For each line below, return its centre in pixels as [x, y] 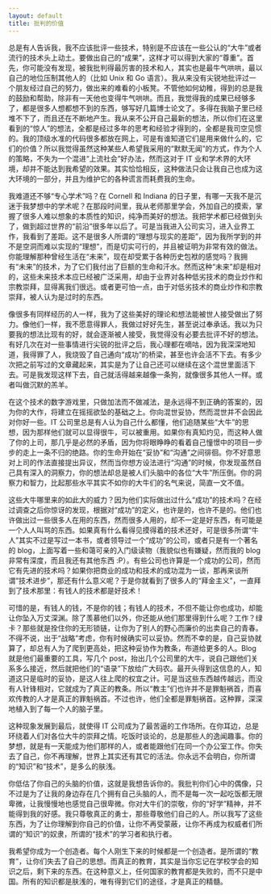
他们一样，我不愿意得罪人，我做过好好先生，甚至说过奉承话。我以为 [142, 324]
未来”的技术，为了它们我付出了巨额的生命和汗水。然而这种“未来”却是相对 [140, 267]
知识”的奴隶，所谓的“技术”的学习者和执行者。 [101, 833]
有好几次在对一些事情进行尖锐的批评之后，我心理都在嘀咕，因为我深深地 [128, 344]
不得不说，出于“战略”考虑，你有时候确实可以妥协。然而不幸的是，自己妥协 [132, 638]
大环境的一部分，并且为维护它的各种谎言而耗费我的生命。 [104, 178]
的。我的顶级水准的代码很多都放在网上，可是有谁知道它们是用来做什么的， [132, 138]
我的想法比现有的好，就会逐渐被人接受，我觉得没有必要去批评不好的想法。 [139, 334]
